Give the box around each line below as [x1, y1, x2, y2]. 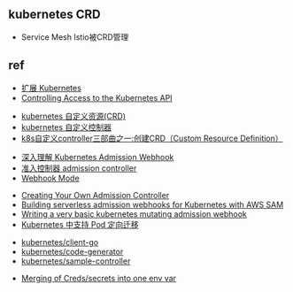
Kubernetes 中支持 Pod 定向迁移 [20, 219, 139, 229]
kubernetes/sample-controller [20, 256, 131, 266]
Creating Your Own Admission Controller [20, 189, 170, 200]
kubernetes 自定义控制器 [20, 121, 112, 132]
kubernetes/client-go [20, 236, 99, 247]
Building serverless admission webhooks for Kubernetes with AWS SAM [20, 199, 284, 210]
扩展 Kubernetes [20, 82, 81, 93]
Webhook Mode [20, 173, 81, 183]
